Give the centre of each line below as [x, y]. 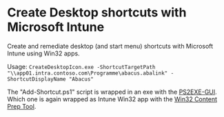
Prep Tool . [22, 106]
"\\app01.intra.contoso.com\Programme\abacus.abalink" [88, 73]
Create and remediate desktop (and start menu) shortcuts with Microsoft [110, 46]
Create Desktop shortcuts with [97, 13]
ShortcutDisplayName [37, 79]
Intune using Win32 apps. [44, 53]
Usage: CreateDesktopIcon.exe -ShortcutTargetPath [81, 66]
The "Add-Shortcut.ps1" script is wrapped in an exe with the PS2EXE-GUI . [112, 92]
